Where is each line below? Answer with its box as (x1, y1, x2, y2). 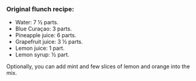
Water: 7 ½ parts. (15, 19, 59, 26)
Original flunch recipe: (6, 5, 74, 13)
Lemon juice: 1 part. (15, 44, 65, 52)
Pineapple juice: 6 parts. (15, 32, 76, 39)
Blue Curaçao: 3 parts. (15, 25, 72, 32)
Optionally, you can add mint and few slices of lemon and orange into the (6, 63, 191, 70)
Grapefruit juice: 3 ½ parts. (15, 38, 84, 46)
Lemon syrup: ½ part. (15, 51, 70, 58)
